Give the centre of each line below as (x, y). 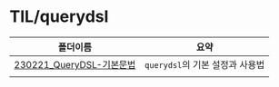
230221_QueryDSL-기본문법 (75, 64)
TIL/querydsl (59, 17)
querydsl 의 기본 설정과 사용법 (205, 64)
